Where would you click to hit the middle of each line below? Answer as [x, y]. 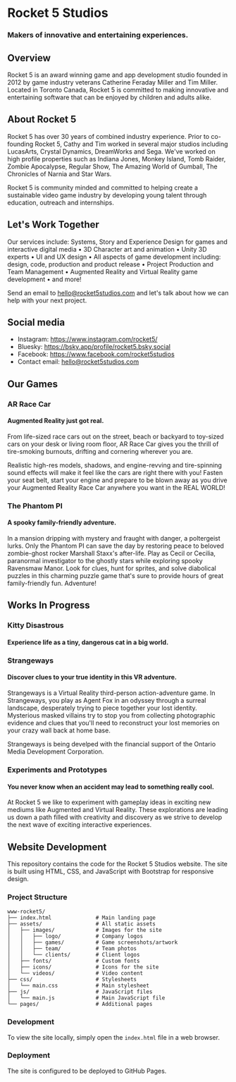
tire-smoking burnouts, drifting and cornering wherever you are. [100, 451]
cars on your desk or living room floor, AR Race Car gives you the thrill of [113, 444]
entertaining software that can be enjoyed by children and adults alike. [110, 97]
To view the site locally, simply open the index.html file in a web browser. [114, 1037]
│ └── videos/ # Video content [75, 973]
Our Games [33, 384]
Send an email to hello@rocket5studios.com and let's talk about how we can [118, 293]
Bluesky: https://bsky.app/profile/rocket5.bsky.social [94, 347]
